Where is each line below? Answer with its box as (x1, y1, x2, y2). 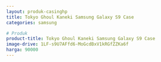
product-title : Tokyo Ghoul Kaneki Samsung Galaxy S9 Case (6, 36, 156, 42)
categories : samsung (6, 19, 58, 25)
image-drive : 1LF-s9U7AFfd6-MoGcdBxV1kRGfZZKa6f (6, 41, 129, 47)
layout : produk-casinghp (6, 8, 68, 15)
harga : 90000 (6, 47, 39, 53)
